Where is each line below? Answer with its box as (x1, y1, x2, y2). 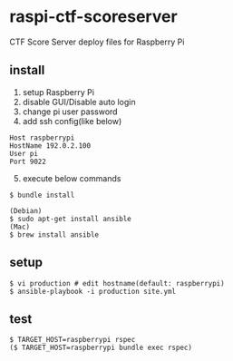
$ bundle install (9, 190, 75, 200)
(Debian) (9, 206, 43, 215)
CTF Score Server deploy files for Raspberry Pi (9, 36, 185, 47)
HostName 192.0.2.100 (9, 141, 92, 151)
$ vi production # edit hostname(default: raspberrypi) (9, 278, 225, 288)
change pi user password (22, 106, 118, 117)
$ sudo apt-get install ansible (9, 214, 131, 223)
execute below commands (22, 172, 121, 183)
